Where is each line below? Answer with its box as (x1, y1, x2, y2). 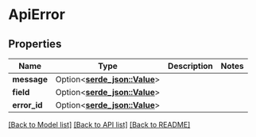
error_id (12, 100, 43, 110)
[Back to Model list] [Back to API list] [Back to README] (8, 120, 191, 129)
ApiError (8, 6, 66, 24)
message (12, 74, 48, 85)
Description (168, 61, 213, 71)
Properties (8, 37, 62, 51)
